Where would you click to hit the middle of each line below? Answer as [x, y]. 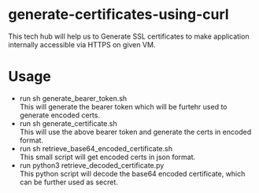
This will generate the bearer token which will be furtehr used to [123, 106]
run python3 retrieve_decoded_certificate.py [92, 165]
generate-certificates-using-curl [119, 15]
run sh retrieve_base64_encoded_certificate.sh [96, 148]
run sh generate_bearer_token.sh [73, 98]
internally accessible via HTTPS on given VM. [82, 44]
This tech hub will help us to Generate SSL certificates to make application [129, 36]
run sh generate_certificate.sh [68, 123]
